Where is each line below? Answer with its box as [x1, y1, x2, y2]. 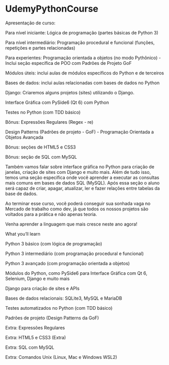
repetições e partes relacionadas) [5, 45, 76, 51]
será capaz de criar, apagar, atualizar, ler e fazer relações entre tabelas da [5, 185, 160, 191]
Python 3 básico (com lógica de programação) [5, 240, 102, 246]
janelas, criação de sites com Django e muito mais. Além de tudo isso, [5, 169, 151, 175]
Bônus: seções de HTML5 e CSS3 [5, 144, 76, 150]
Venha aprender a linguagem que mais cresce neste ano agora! [5, 221, 138, 227]
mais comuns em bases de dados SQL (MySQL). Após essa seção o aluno [5, 179, 160, 186]
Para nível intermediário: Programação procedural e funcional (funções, [5, 39, 155, 46]
